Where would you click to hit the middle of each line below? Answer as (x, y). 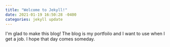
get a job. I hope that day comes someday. (50, 39)
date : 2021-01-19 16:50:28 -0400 (41, 15)
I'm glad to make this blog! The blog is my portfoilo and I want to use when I (85, 34)
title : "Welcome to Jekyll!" (36, 10)
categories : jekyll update (34, 19)
